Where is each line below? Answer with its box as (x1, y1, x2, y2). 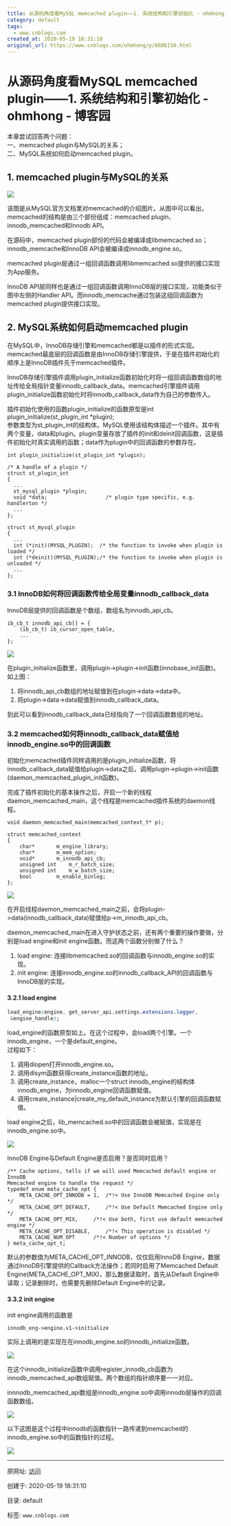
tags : (7, 23, 23, 30)
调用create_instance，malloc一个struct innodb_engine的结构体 (16, 1077, 195, 1086)
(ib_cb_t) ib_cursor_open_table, (19, 625, 115, 633)
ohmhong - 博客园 (7, 108, 111, 124)
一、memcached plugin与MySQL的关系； (7, 140, 125, 149)
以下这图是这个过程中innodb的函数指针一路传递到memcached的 (7, 1425, 189, 1433)
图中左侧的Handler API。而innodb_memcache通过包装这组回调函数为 (7, 290, 203, 299)
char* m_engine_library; (19, 843, 109, 850)
